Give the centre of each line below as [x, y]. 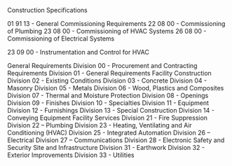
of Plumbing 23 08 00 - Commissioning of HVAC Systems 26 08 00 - [107, 31]
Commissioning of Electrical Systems [61, 39]
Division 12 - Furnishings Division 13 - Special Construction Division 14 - [111, 110]
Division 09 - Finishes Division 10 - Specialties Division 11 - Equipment [108, 103]
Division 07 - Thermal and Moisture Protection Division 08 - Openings [108, 95]
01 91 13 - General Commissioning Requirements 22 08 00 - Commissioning [116, 23]
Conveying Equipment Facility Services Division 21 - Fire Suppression [108, 118]
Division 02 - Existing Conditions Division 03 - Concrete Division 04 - [107, 81]
